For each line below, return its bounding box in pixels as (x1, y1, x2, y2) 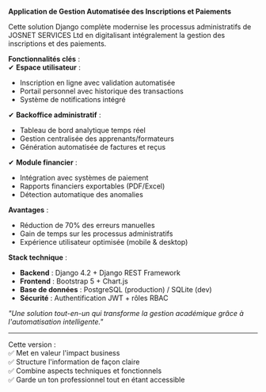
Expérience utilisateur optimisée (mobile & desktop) (19, 238, 188, 246)
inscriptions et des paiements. (8, 39, 107, 48)
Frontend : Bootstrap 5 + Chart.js (19, 276, 128, 286)
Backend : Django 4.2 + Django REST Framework (19, 268, 180, 277)
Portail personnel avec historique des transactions (19, 86, 184, 96)
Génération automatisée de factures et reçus (19, 143, 166, 151)
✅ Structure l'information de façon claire (8, 357, 140, 367)
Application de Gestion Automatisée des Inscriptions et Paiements (8, 7, 232, 16)
